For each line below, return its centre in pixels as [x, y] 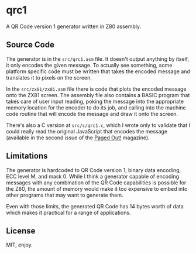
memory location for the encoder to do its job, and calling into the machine [96, 107]
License [21, 231]
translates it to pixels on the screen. [49, 77]
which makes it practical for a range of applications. [68, 212]
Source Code [30, 45]
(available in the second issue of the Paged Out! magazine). [78, 138]
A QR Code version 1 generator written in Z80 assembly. [74, 26]
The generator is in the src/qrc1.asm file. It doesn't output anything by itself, [97, 59]
